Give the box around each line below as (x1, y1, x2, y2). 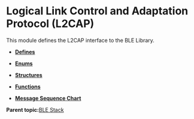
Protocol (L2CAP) (6, 17, 95, 30)
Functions (14, 83, 41, 90)
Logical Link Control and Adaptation (6, 4, 189, 18)
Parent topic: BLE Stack (6, 106, 64, 113)
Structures (14, 71, 43, 78)
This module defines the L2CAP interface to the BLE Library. (6, 36, 154, 44)
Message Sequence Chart (14, 94, 81, 102)
